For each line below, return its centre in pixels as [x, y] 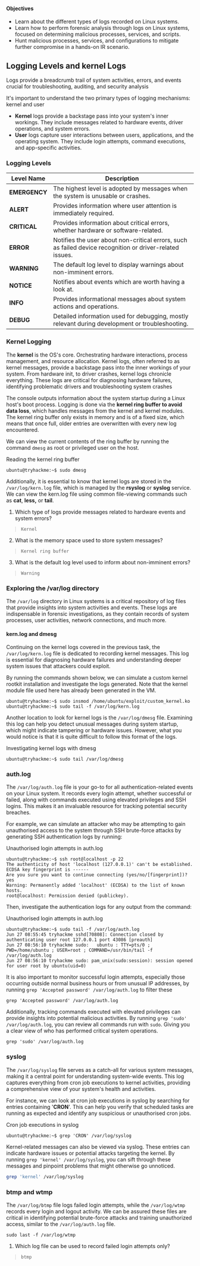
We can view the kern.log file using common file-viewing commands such [97, 494]
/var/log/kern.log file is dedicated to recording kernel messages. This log [98, 653]
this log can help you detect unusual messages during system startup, [92, 724]
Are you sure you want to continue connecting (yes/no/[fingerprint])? [97, 875]
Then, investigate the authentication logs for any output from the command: [99, 907]
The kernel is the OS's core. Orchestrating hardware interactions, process [97, 355]
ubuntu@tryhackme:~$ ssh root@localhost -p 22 [65, 859]
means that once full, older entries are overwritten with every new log [91, 423]
